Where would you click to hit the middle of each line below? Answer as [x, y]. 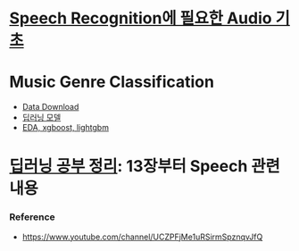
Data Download [50, 107]
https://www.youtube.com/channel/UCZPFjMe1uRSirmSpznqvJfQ [142, 237]
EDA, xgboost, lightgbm [66, 128]
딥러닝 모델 [42, 118]
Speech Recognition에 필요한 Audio [141, 18]
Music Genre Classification [112, 82]
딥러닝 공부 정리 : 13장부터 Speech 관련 [145, 167]
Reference [32, 217]
